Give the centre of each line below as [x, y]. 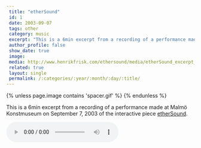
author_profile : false [37, 46]
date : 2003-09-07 [30, 23]
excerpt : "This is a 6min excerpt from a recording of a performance [97, 40]
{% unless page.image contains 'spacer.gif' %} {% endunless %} [87, 96]
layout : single [28, 73]
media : [17, 62]
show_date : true [29, 51]
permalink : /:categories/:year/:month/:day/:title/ [74, 78]
